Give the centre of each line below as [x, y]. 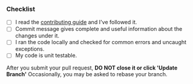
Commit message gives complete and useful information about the [99, 29]
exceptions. [30, 49]
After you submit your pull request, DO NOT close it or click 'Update [92, 68]
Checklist [21, 9]
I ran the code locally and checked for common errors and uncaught [101, 42]
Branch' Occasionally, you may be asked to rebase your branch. [87, 74]
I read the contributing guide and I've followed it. [76, 22]
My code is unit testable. [46, 56]
